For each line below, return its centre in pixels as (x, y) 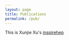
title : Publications (26, 14)
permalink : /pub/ (22, 19)
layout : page (18, 10)
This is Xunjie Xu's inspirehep (34, 33)
